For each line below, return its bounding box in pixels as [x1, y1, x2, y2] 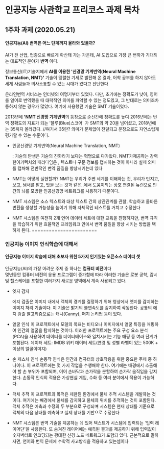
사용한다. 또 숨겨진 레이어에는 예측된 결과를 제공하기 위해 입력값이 [30, 426, 156, 432]
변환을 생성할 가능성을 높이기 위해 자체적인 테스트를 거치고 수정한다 [12, 204, 141, 210]
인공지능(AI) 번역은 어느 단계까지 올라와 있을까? [5, 40, 95, 46]
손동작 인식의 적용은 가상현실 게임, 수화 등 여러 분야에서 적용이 [23, 374, 141, 380]
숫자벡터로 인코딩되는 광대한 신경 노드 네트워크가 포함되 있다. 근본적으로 [12, 432, 150, 438]
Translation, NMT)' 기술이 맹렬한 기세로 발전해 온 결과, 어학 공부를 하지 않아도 [5, 75, 156, 80]
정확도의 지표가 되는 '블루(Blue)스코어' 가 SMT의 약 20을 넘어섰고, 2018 [10, 120, 148, 125]
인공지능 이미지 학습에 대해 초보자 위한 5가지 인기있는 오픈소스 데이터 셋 [5, 253, 141, 260]
